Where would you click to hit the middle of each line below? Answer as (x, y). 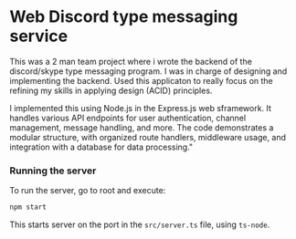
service (39, 36)
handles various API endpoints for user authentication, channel (128, 118)
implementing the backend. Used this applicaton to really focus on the (142, 80)
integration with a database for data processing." (101, 147)
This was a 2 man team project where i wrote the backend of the (131, 61)
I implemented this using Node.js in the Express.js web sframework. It (141, 108)
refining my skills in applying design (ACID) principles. (111, 90)
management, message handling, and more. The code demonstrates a (142, 127)
